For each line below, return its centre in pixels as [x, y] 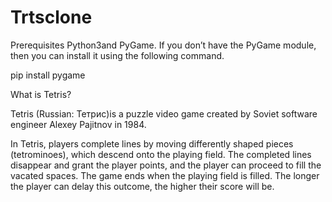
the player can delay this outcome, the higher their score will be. [142, 186]
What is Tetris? [41, 94]
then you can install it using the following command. [117, 55]
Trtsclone [51, 17]
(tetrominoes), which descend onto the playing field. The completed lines [161, 154]
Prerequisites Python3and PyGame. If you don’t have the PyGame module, [163, 45]
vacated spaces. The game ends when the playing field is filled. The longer [165, 175]
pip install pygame [48, 75]
